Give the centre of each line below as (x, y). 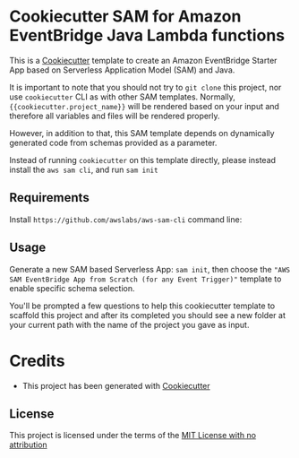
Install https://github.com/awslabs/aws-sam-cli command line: (126, 219)
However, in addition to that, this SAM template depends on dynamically (142, 133)
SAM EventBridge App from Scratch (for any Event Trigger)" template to (145, 279)
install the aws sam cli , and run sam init (84, 169)
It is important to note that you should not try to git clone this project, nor (145, 87)
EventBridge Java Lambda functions (147, 35)
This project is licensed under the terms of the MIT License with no (133, 436)
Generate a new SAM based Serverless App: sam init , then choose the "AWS (150, 269)
